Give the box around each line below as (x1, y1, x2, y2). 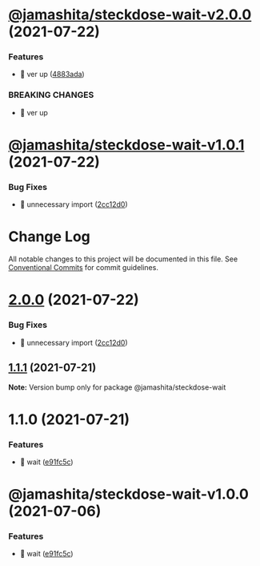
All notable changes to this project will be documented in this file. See (8, 254, 238, 264)
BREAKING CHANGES (8, 90, 94, 101)
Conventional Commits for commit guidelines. (8, 263, 158, 273)
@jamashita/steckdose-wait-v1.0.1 (8, 135, 245, 154)
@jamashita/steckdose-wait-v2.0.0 (8, 6, 252, 24)
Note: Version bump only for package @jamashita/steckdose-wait (8, 382, 226, 392)
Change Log (8, 228, 90, 246)
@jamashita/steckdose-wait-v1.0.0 (8, 485, 250, 503)
